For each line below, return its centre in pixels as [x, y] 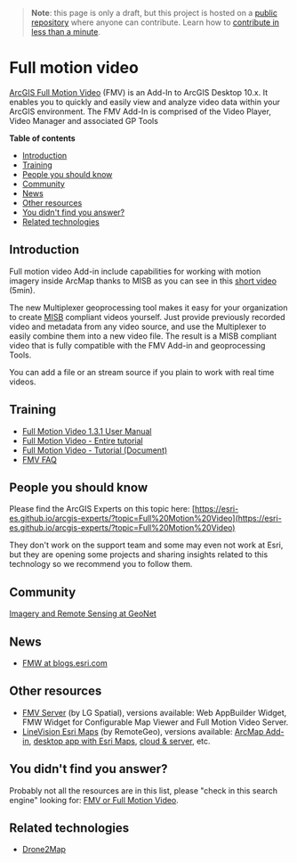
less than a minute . [65, 32]
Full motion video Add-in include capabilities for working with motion [135, 271]
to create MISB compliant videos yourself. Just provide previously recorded [148, 316]
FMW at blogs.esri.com [65, 663]
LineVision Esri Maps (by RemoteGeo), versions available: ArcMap [143, 731]
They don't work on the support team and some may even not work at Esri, [146, 545]
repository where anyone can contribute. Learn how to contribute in [155, 22]
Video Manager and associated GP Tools [84, 120]
